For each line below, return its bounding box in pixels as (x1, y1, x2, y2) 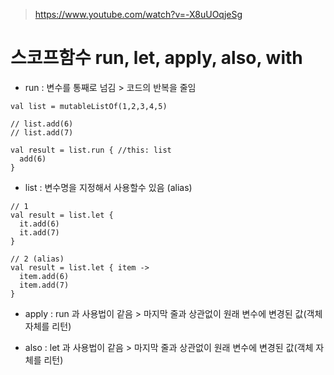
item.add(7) (19, 280, 70, 290)
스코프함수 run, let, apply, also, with (10, 47, 303, 69)
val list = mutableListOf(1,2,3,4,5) (10, 101, 168, 111)
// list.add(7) (10, 127, 74, 138)
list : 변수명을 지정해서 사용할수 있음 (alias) (24, 181, 193, 193)
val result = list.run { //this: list (10, 145, 172, 155)
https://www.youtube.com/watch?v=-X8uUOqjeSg (34, 9, 243, 20)
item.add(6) (19, 271, 70, 281)
